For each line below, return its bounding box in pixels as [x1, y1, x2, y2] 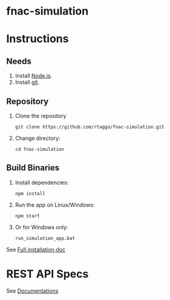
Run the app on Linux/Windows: [15, 201, 95, 208]
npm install [15, 190, 45, 196]
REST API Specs [6, 267, 89, 281]
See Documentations [6, 287, 59, 295]
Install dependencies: [15, 179, 69, 186]
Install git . [15, 79, 40, 86]
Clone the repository [15, 112, 67, 119]
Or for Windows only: [15, 223, 68, 231]
